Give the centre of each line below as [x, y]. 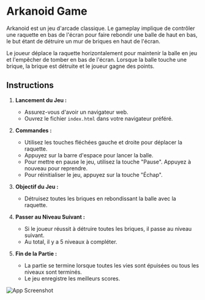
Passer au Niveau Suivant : [50, 217]
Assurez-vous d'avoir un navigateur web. [76, 112]
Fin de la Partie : [36, 253]
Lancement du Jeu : [41, 100]
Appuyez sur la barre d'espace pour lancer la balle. [89, 155]
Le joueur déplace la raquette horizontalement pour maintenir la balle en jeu [102, 53]
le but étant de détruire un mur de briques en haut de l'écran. [83, 41]
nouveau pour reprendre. [56, 168]
